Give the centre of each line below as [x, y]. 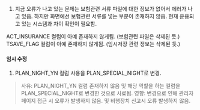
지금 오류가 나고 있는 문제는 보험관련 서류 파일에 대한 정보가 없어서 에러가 [101, 9]
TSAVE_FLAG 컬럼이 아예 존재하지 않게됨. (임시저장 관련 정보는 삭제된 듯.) [93, 44]
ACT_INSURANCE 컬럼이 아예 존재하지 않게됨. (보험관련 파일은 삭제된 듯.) [93, 36]
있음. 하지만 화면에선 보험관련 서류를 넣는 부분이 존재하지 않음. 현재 [100, 16]
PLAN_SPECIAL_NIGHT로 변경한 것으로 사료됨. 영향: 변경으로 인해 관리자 [107, 93]
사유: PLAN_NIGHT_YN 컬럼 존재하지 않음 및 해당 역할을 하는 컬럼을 [101, 86]
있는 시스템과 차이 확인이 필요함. [59, 24]
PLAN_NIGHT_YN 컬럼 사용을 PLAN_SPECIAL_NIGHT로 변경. [88, 73]
